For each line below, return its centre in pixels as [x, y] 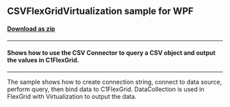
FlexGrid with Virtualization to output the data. [72, 96]
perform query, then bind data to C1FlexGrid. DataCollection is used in [106, 89]
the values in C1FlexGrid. [43, 60]
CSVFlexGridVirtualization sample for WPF [100, 11]
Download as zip [31, 28]
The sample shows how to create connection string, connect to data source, [115, 82]
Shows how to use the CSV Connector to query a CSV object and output [111, 53]
